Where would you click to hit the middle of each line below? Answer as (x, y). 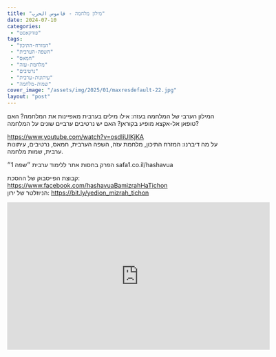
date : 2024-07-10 (32, 20)
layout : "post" (29, 97)
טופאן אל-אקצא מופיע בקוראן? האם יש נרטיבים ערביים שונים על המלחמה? (103, 123)
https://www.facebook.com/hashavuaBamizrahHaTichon (87, 185)
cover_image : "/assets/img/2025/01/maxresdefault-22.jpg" (92, 90)
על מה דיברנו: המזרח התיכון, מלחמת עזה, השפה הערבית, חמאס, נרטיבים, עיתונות (113, 144)
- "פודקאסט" (25, 33)
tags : (15, 39)
